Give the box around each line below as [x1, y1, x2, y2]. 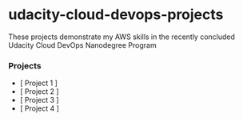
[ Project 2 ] [19, 87, 59, 96]
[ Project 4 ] [19, 103, 60, 113]
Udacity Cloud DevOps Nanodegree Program [8, 40, 157, 49]
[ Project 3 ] [19, 96, 59, 105]
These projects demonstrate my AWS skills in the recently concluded [8, 32, 236, 41]
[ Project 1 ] [19, 78, 58, 88]
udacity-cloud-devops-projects [8, 6, 224, 24]
